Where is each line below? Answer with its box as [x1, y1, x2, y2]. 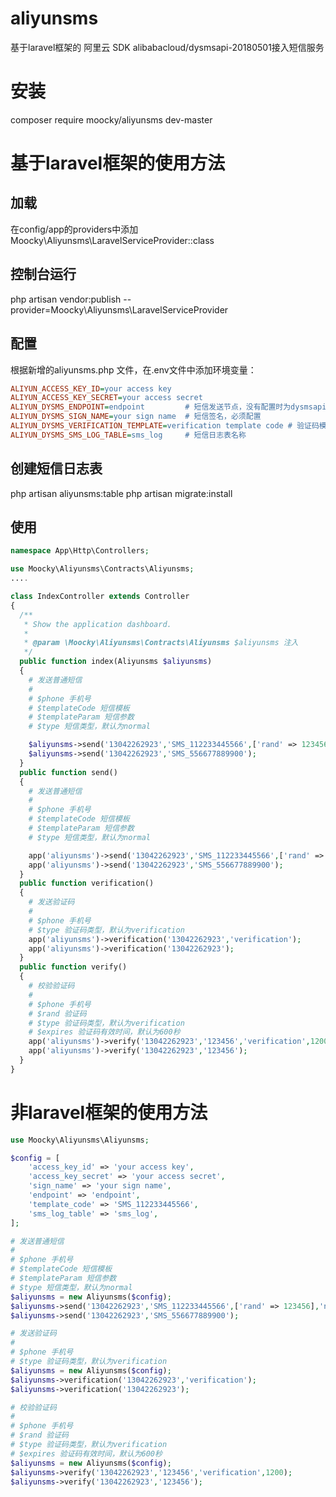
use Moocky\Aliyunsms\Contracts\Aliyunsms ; [10, 564, 195, 574]
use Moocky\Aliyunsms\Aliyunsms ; [10, 1135, 150, 1145]
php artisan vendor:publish [10, 293, 122, 305]
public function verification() [19, 878, 155, 889]
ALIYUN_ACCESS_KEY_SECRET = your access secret [10, 393, 203, 403]
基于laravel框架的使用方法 [10, 152, 226, 175]
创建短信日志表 [10, 460, 103, 477]
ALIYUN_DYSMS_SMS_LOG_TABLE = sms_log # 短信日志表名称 [10, 430, 247, 440]
